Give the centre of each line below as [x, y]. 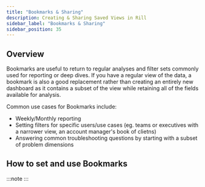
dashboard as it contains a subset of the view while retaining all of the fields [102, 88]
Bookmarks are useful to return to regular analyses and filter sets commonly [102, 69]
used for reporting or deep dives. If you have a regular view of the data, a [99, 75]
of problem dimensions [44, 145]
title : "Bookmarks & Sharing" [45, 12]
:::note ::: [17, 178]
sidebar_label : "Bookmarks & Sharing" [56, 23]
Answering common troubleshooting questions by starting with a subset [106, 138]
